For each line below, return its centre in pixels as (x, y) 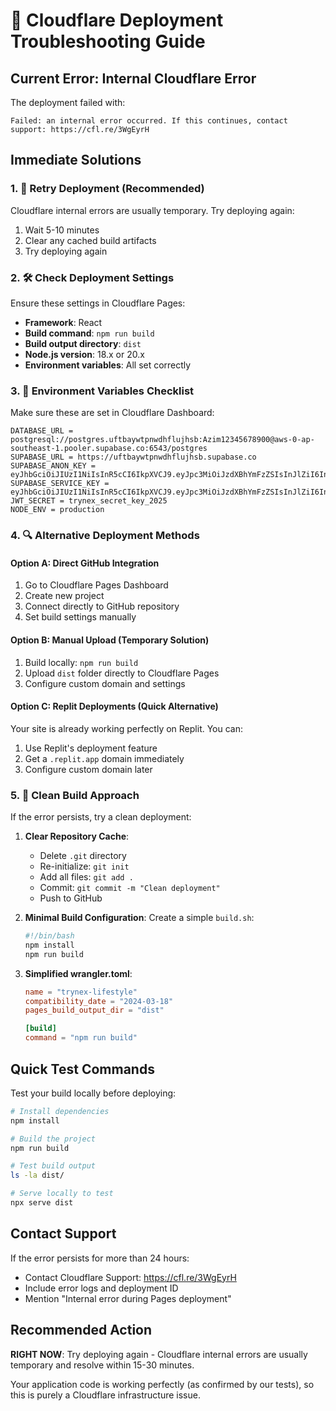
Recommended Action (81, 1330)
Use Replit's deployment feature (91, 748)
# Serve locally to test (62, 1194)
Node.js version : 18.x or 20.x (84, 354)
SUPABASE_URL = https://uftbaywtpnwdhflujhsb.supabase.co (133, 457)
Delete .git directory (83, 856)
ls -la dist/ (37, 1175)
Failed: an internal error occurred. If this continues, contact (149, 121)
